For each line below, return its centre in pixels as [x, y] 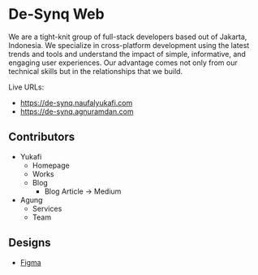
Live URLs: [26, 87]
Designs [30, 243]
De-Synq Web [56, 14]
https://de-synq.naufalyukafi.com [76, 103]
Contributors [42, 137]
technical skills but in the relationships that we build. [96, 71]
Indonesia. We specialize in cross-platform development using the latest [129, 45]
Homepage [51, 165]
